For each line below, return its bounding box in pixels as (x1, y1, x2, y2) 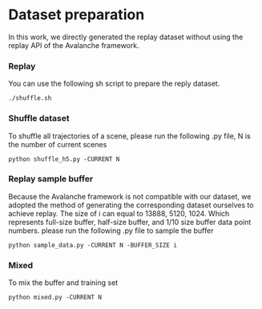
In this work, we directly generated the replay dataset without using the (8, 32, 244, 42)
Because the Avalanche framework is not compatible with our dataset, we (8, 191, 252, 201)
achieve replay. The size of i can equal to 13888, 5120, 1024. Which (8, 208, 230, 218)
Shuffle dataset (8, 113, 70, 124)
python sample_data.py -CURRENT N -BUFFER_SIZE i (8, 241, 178, 249)
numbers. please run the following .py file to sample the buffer (8, 226, 214, 235)
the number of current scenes (8, 139, 107, 149)
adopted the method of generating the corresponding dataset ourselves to (8, 200, 254, 210)
